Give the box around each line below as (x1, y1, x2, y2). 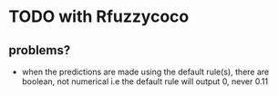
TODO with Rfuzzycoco (8, 6, 190, 27)
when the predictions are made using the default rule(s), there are (21, 66, 270, 77)
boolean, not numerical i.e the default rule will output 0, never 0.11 (21, 76, 269, 87)
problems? (8, 43, 71, 58)
